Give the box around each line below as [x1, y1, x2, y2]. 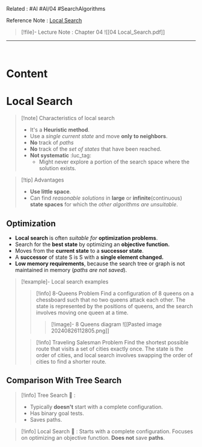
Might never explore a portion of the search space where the [38, 158, 190, 165]
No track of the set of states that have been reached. [29, 145, 162, 153]
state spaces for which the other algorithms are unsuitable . [29, 201, 179, 208]
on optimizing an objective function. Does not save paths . [20, 434, 165, 441]
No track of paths [29, 139, 74, 147]
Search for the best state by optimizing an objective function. [14, 241, 170, 248]
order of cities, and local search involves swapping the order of [35, 351, 193, 358]
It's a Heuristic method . [29, 126, 90, 133]
